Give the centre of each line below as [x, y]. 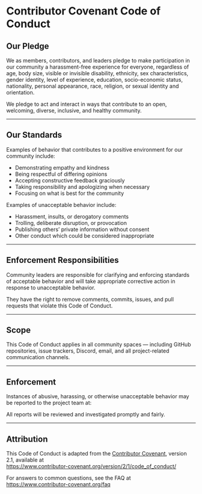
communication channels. [38, 357]
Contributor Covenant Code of [84, 11]
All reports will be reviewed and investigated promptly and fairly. [86, 415]
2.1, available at [25, 460]
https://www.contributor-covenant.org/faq [59, 484]
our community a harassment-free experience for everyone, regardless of [98, 67]
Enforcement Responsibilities [63, 260]
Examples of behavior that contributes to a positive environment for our [95, 149]
